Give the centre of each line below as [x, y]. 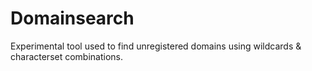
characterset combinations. [67, 56]
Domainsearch [72, 18]
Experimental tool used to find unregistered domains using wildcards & [156, 46]
